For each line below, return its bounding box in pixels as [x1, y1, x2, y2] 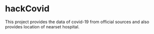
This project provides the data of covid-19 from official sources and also [5, 19, 150, 25]
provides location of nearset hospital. [5, 24, 80, 29]
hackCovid [5, 3, 50, 14]
